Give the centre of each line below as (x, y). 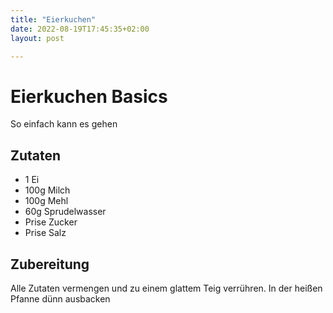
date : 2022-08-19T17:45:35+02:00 (80, 29)
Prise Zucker (51, 222)
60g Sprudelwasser (65, 212)
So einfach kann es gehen (64, 124)
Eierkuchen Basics (89, 96)
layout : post (37, 38)
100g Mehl (46, 201)
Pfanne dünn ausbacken (60, 298)
